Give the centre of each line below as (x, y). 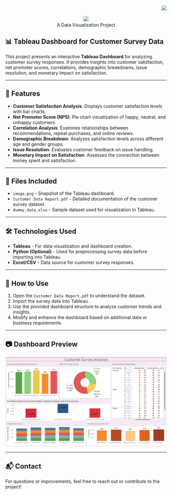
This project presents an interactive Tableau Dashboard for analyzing (79, 56)
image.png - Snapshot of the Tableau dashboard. (64, 193)
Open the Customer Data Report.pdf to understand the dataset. (79, 296)
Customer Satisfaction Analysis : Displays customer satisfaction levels (88, 106)
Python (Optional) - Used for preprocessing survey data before (80, 252)
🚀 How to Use (27, 283)
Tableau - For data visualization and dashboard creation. (73, 246)
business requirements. (37, 323)
